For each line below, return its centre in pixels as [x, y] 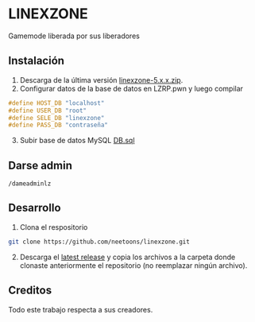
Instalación [37, 61]
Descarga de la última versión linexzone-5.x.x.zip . [101, 80]
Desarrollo [35, 208]
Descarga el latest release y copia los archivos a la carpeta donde [127, 257]
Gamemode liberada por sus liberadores [74, 36]
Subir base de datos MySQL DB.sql [77, 141]
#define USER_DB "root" [48, 111]
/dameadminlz [30, 184]
